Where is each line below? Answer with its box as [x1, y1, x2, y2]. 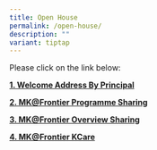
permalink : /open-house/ [9, 21, 102, 30]
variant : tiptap [9, 37, 70, 47]
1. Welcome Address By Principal [9, 79, 135, 90]
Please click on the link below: [9, 62, 121, 73]
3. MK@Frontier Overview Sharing [9, 114, 141, 125]
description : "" [9, 29, 70, 38]
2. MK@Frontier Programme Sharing [9, 97, 148, 108]
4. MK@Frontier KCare [9, 131, 96, 143]
